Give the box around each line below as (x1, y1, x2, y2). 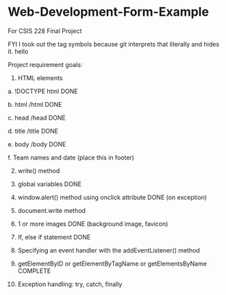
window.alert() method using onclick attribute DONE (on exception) (17, 193, 208, 201)
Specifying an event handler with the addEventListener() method (17, 246, 201, 254)
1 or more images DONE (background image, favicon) (17, 220, 168, 228)
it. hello (8, 47, 29, 55)
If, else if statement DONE (17, 233, 91, 241)
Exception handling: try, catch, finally (17, 280, 123, 288)
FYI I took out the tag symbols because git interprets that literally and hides (8, 40, 220, 48)
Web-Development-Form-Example (8, 4, 210, 20)
